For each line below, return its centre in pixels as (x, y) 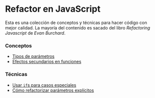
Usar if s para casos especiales (44, 85)
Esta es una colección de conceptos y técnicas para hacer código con (76, 23)
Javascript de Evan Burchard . (35, 33)
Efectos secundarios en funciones (47, 62)
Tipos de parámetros (33, 56)
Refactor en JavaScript (53, 9)
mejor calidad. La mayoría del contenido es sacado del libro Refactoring (78, 27)
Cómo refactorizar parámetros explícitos (53, 90)
